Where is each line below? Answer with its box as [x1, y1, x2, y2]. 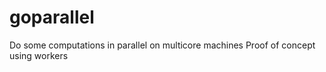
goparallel [9, 6, 95, 29]
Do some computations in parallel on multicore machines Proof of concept [9, 39, 316, 51]
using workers [9, 49, 69, 61]
